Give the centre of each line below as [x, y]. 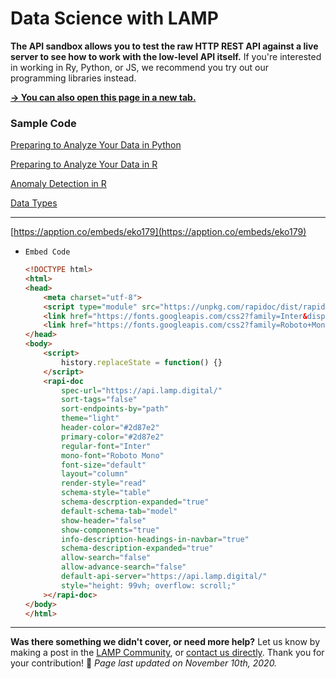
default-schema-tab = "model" [119, 511]
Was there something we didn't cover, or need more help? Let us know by [165, 642]
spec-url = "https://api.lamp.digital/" [142, 390]
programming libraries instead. [73, 78]
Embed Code [47, 252]
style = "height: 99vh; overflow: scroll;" [149, 585]
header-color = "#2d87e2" [110, 428]
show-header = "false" [104, 520]
